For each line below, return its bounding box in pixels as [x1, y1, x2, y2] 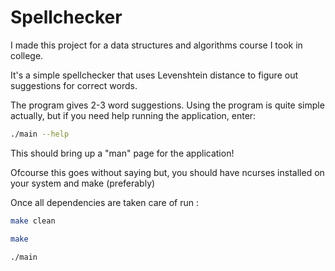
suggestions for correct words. [10, 79, 138, 91]
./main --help [10, 129, 70, 139]
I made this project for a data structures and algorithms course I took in [10, 39, 303, 51]
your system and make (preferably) [10, 177, 156, 189]
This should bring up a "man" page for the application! [10, 147, 235, 159]
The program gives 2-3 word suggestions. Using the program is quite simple [10, 99, 325, 111]
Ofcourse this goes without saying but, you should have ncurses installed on [10, 166, 325, 178]
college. [10, 49, 44, 61]
